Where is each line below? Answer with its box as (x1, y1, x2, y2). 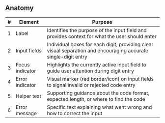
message (15, 110, 37, 117)
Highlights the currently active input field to (47, 61, 146, 68)
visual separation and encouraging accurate (47, 47, 149, 54)
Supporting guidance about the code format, (47, 90, 150, 96)
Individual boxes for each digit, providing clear (47, 41, 154, 48)
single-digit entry (47, 53, 87, 60)
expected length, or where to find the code (47, 95, 146, 102)
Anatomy (5, 4, 34, 12)
